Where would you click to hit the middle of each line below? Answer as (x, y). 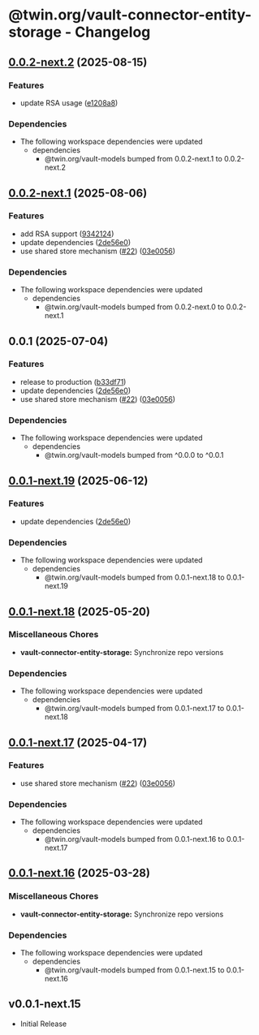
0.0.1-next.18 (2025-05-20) (79, 612)
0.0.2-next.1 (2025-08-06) (78, 193)
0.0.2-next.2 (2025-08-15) (78, 62)
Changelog (112, 32)
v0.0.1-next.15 (45, 1004)
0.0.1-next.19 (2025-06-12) (78, 481)
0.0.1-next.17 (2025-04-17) (78, 742)
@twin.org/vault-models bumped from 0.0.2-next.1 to (134, 159)
